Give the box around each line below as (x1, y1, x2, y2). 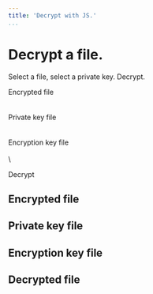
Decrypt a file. (8, 45, 104, 63)
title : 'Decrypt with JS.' (8, 11, 97, 20)
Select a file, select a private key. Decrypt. (8, 72, 146, 81)
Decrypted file (8, 273, 80, 287)
